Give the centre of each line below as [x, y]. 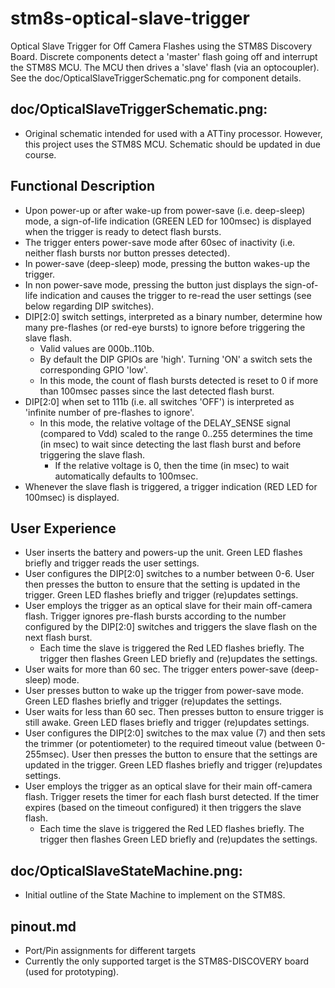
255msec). [47, 754]
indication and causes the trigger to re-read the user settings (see [175, 295]
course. [40, 154]
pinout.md [43, 926]
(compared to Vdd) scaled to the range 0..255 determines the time [176, 433]
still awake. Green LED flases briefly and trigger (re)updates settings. [167, 723]
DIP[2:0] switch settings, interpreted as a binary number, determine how [173, 316]
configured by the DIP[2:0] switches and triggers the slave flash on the [171, 627]
